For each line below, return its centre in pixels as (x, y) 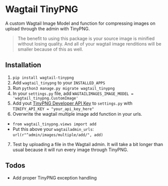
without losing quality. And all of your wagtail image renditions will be (89, 43)
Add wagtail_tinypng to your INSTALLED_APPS (59, 82)
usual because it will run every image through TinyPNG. (70, 150)
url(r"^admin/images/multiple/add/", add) (58, 135)
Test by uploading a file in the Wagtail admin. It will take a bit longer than (88, 144)
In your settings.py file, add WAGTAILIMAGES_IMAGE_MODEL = (73, 93)
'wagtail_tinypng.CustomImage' (45, 98)
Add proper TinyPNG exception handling (54, 177)
